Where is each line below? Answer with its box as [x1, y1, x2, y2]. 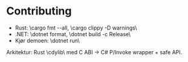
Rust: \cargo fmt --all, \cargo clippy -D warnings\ [15, 24, 137, 31]
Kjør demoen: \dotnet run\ [15, 37, 80, 44]
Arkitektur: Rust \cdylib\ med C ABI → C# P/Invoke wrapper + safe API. [6, 48, 183, 55]
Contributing [6, 4, 72, 18]
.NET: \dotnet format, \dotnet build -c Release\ [15, 30, 131, 37]
